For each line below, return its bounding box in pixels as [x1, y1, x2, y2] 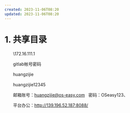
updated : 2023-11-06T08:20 [4, 12, 59, 16]
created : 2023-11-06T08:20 [4, 7, 59, 12]
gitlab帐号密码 [13, 61, 42, 67]
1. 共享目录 [4, 34, 47, 45]
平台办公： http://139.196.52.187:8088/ [13, 102, 88, 108]
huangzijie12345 [13, 82, 46, 88]
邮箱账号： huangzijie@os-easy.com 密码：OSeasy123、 [13, 92, 128, 98]
